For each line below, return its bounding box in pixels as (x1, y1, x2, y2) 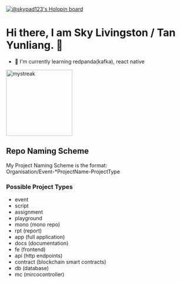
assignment (14, 208, 43, 215)
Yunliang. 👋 (6, 39, 63, 52)
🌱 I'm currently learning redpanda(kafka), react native (14, 58, 145, 65)
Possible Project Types (6, 183, 73, 191)
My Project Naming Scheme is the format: (6, 161, 108, 169)
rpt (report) (14, 227, 42, 234)
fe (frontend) (14, 246, 46, 253)
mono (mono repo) (14, 221, 61, 228)
